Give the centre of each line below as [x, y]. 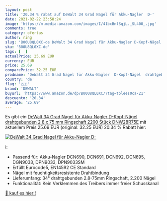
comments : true [21, 28]
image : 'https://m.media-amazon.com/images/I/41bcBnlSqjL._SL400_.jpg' [81, 24]
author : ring [19, 38]
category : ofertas [24, 33]
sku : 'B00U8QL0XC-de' [28, 47]
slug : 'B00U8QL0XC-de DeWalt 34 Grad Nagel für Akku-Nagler [69, 42]
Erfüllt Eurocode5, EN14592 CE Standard [54, 168]
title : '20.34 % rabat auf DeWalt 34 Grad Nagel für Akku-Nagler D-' [80, 14]
